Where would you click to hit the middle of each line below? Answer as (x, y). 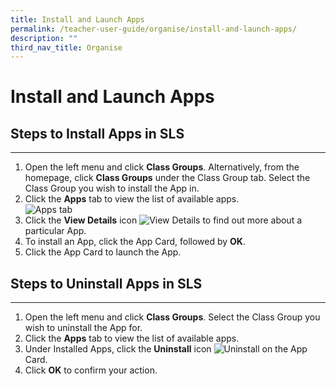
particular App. (55, 231)
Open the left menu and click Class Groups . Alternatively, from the (162, 167)
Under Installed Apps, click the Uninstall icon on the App (166, 349)
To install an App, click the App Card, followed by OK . (135, 242)
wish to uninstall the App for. (83, 328)
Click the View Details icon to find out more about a (163, 220)
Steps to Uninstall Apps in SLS (106, 283)
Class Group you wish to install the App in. (112, 188)
